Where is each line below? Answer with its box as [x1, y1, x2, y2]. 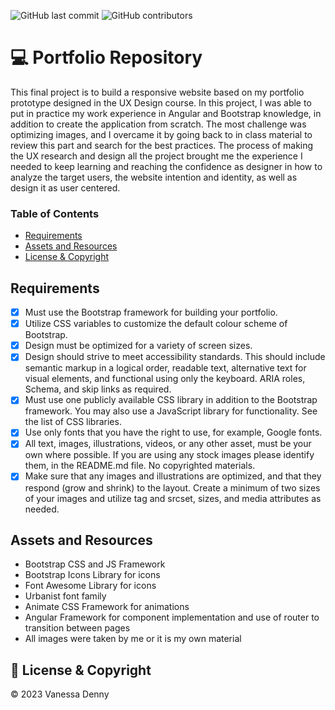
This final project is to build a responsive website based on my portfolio [10, 86, 305, 98]
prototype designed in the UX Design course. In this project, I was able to [10, 96, 312, 109]
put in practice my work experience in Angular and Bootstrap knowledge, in [10, 107, 322, 119]
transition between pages [24, 622, 131, 634]
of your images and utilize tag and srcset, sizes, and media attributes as [24, 492, 322, 504]
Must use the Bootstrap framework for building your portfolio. [24, 306, 278, 319]
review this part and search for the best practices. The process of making [10, 139, 314, 151]
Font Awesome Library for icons [24, 580, 157, 592]
